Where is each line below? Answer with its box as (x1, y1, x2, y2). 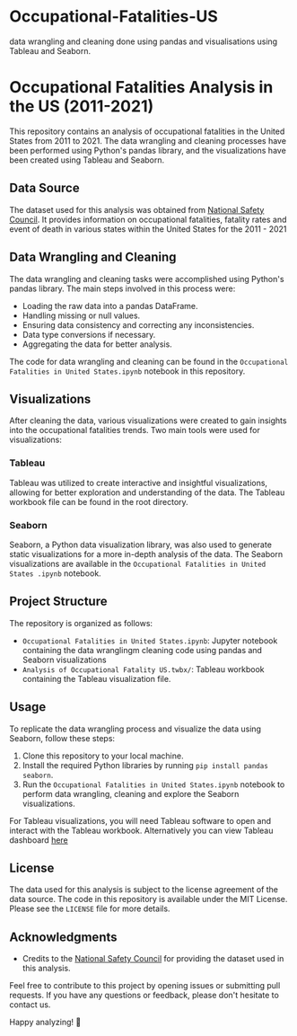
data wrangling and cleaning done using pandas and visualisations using (9, 36, 278, 47)
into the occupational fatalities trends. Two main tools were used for (9, 425, 260, 436)
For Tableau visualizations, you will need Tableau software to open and (9, 815, 272, 826)
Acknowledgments (9, 929, 118, 944)
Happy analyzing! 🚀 (9, 1017, 82, 1028)
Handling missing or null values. (22, 310, 141, 321)
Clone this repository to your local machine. (22, 750, 184, 761)
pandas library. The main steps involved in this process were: (9, 283, 236, 294)
